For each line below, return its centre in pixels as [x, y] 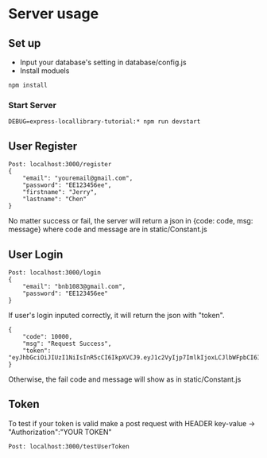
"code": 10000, [48, 336]
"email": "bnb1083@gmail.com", [74, 286]
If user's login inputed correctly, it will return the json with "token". [116, 315]
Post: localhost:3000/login [55, 272]
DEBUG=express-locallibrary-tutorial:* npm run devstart [104, 122]
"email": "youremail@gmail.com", [78, 179]
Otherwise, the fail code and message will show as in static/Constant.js [125, 379]
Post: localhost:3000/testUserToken [69, 446]
